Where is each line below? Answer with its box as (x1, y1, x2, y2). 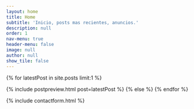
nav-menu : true (6, 36, 44, 42)
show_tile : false (6, 58, 49, 64)
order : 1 (6, 31, 28, 37)
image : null (6, 47, 35, 53)
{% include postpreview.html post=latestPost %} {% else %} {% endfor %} (6, 85, 189, 93)
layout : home (6, 8, 38, 15)
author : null (6, 52, 38, 58)
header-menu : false (6, 42, 54, 48)
